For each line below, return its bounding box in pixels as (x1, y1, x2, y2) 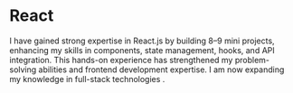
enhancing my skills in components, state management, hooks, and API (9, 44, 276, 55)
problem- (234, 54, 269, 65)
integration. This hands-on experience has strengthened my (9, 54, 233, 65)
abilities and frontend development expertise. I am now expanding (38, 64, 285, 75)
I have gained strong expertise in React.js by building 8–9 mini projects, (9, 35, 275, 46)
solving (9, 64, 37, 75)
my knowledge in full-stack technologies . (9, 73, 165, 84)
